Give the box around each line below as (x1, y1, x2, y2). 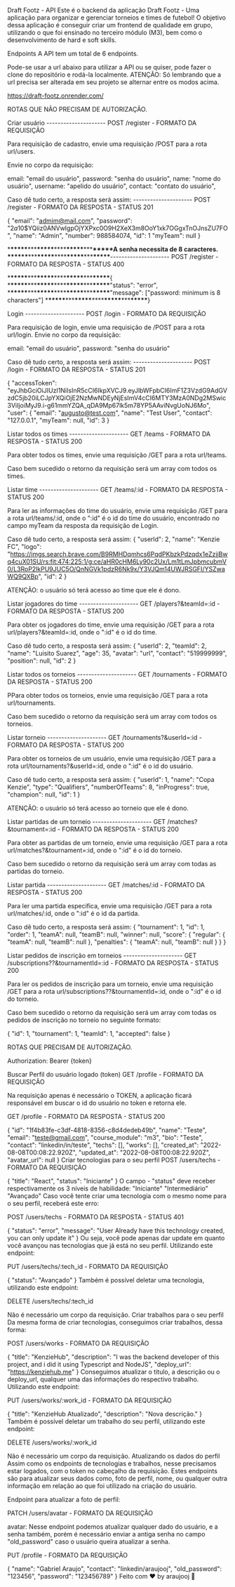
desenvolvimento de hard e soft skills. (7, 36, 117, 44)
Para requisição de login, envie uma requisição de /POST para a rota (7, 323, 206, 331)
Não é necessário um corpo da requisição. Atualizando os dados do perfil (7, 1452, 220, 1460)
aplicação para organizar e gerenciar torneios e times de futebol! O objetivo (7, 13, 227, 22)
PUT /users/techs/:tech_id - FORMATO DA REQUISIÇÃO (7, 1263, 168, 1270)
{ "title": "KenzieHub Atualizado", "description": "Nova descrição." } (7, 1410, 203, 1418)
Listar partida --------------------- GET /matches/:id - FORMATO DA (7, 881, 206, 889)
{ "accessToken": (7, 379, 58, 387)
